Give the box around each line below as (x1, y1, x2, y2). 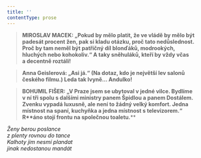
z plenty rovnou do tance (7, 132, 70, 139)
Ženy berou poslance (7, 125, 61, 132)
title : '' (7, 9, 32, 15)
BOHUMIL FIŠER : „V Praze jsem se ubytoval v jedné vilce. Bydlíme (21, 87, 192, 95)
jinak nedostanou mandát (7, 145, 72, 152)
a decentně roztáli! (21, 57, 71, 65)
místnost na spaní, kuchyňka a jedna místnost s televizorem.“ (21, 107, 183, 114)
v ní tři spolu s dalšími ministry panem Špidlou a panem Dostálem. (21, 94, 194, 101)
